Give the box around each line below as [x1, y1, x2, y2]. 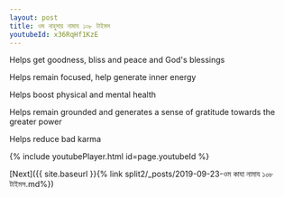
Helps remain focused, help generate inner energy [9, 72, 197, 83]
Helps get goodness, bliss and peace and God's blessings [9, 55, 225, 66]
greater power [9, 116, 62, 127]
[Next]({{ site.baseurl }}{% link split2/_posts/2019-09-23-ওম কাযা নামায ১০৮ [9, 168, 274, 180]
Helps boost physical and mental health [9, 89, 156, 100]
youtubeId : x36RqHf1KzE [9, 30, 99, 39]
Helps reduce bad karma [9, 134, 102, 145]
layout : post [9, 13, 59, 22]
